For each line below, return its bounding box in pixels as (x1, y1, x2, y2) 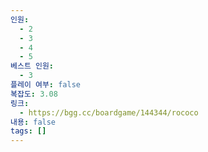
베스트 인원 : (10, 61, 55, 71)
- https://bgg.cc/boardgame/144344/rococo (19, 107, 199, 118)
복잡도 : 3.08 (10, 89, 58, 99)
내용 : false (10, 117, 57, 127)
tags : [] (10, 126, 47, 136)
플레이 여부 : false (10, 80, 81, 90)
